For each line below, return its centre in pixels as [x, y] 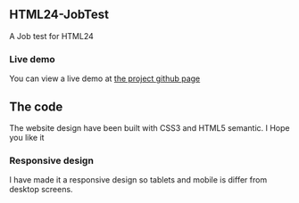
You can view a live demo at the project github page [105, 78]
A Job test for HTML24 [51, 36]
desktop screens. [41, 190]
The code [36, 106]
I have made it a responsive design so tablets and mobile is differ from [138, 180]
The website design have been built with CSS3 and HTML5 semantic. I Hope [149, 127]
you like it [27, 137]
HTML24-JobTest [59, 15]
